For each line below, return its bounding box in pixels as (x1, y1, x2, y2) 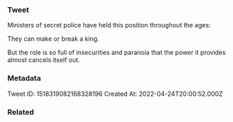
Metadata (7, 73, 41, 83)
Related (7, 107, 35, 117)
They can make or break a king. (7, 35, 100, 43)
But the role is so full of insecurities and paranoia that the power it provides (7, 48, 226, 57)
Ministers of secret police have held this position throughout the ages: (7, 21, 211, 30)
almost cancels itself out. (7, 56, 80, 64)
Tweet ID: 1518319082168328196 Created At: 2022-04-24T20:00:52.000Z (7, 90, 223, 98)
